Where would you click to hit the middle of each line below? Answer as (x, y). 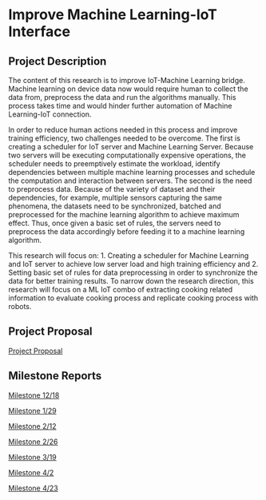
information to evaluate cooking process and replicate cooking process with (133, 298)
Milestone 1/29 (33, 411)
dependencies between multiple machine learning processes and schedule (132, 172)
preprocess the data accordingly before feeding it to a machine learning (127, 232)
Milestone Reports (55, 376)
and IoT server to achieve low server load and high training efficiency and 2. (133, 264)
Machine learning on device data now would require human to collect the (129, 89)
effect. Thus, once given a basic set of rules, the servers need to (115, 223)
